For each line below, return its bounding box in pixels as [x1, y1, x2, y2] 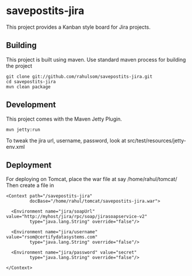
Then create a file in [6, 182, 54, 189]
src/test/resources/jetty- [127, 137, 187, 144]
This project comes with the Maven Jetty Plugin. [6, 115, 123, 122]
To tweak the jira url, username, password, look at [6, 137, 127, 144]
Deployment [6, 160, 52, 170]
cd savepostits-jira [6, 79, 57, 84]
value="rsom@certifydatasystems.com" [6, 234, 98, 240]
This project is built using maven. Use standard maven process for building [6, 56, 186, 63]
